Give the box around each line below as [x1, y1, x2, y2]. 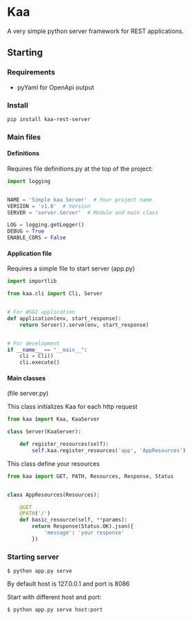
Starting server [7, 552, 59, 562]
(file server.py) [7, 389, 49, 398]
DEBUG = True [7, 228, 45, 235]
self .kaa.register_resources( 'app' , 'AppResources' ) [32, 447, 186, 454]
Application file [7, 249, 52, 257]
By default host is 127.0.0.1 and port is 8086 [7, 579, 130, 588]
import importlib [7, 278, 57, 285]
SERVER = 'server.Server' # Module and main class [7, 209, 158, 216]
